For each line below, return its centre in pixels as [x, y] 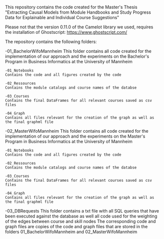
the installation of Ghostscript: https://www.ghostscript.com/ [66, 32]
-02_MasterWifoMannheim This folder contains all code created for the [77, 131]
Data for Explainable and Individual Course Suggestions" [62, 17]
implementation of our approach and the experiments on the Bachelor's [77, 56]
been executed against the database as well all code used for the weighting [81, 216]
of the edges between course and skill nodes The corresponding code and [81, 221]
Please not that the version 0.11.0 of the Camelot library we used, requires [79, 27]
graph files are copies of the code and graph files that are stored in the [76, 227]
